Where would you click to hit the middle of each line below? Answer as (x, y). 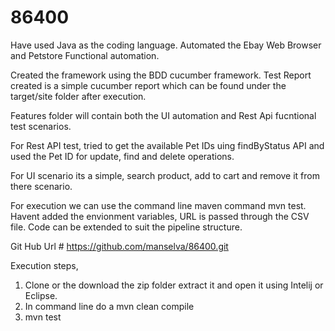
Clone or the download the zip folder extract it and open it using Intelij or (174, 285)
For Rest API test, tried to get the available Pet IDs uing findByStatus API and (167, 145)
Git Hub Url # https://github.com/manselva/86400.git (119, 246)
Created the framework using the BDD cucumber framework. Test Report (161, 75)
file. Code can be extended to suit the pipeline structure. (126, 227)
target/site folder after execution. (78, 96)
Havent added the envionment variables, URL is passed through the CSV (160, 216)
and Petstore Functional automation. (85, 55)
